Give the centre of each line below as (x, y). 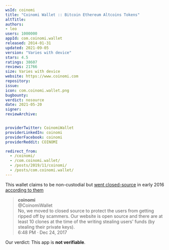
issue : (12, 86)
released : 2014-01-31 (28, 43)
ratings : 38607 (21, 62)
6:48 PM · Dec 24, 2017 (42, 232)
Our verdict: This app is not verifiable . (45, 242)
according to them (25, 190)
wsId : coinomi (20, 10)
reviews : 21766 (21, 67)
